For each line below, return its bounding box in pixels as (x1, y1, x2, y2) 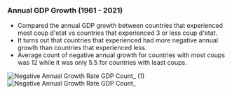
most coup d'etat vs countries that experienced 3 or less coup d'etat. (17, 29, 218, 37)
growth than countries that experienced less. (17, 44, 147, 52)
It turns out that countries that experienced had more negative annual (17, 36, 219, 45)
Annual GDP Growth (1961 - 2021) (7, 6, 123, 15)
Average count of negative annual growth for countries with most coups (17, 51, 226, 59)
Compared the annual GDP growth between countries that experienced (17, 22, 223, 30)
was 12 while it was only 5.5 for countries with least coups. (17, 58, 187, 67)
